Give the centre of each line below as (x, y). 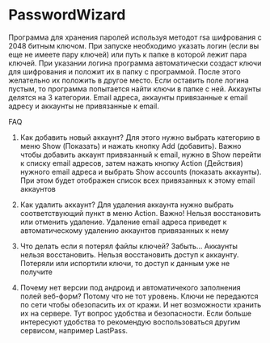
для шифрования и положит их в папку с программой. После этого (124, 71)
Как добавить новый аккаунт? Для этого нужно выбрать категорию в (140, 137)
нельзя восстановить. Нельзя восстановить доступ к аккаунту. (129, 254)
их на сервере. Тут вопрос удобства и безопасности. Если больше (136, 313)
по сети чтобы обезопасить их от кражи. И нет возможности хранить (140, 304)
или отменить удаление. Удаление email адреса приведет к (123, 222)
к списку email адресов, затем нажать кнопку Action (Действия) (132, 163)
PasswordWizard (67, 15)
